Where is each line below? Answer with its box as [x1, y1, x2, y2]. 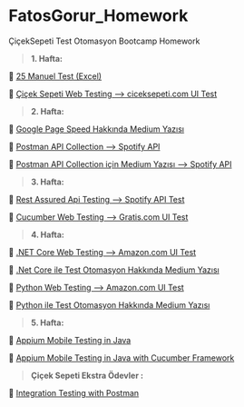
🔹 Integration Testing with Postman [8, 387, 140, 398]
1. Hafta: [30, 53, 63, 64]
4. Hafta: [30, 229, 64, 240]
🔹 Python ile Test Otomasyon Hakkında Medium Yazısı [8, 299, 210, 310]
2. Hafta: [30, 105, 64, 116]
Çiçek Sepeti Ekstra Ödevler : [30, 370, 144, 381]
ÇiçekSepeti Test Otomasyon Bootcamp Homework [8, 35, 200, 46]
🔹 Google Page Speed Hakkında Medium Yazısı [8, 124, 185, 134]
